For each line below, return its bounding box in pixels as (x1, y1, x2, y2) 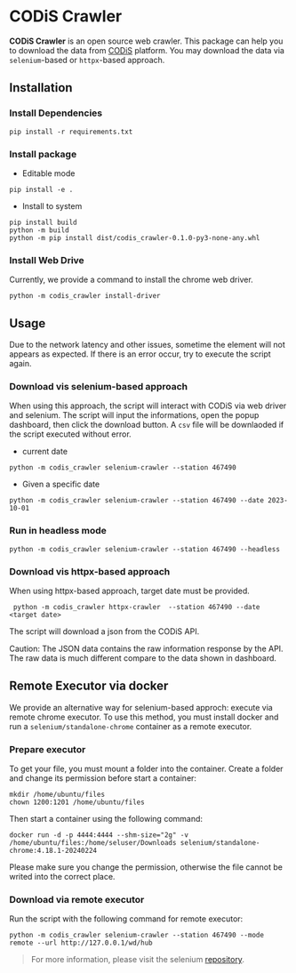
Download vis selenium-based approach (9, 380, 188, 392)
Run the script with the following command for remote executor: (9, 913, 244, 924)
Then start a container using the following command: (9, 814, 203, 824)
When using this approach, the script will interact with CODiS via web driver (9, 400, 287, 411)
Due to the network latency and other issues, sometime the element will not (9, 340, 286, 350)
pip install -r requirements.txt (9, 127, 133, 136)
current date (21, 446, 68, 457)
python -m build (9, 225, 69, 235)
